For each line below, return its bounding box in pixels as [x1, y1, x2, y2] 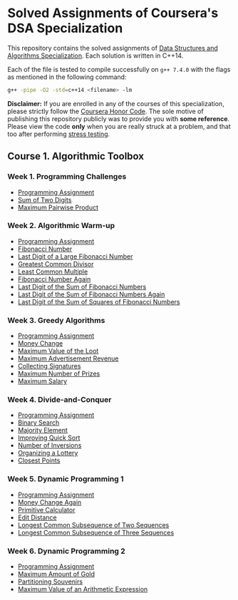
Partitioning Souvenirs [17, 577, 83, 586]
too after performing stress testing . [7, 130, 110, 138]
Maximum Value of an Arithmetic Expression [17, 584, 148, 593]
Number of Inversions [17, 441, 82, 450]
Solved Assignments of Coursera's [7, 5, 219, 21]
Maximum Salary [17, 377, 68, 386]
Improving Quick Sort [17, 433, 81, 443]
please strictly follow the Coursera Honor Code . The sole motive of [7, 107, 205, 115]
